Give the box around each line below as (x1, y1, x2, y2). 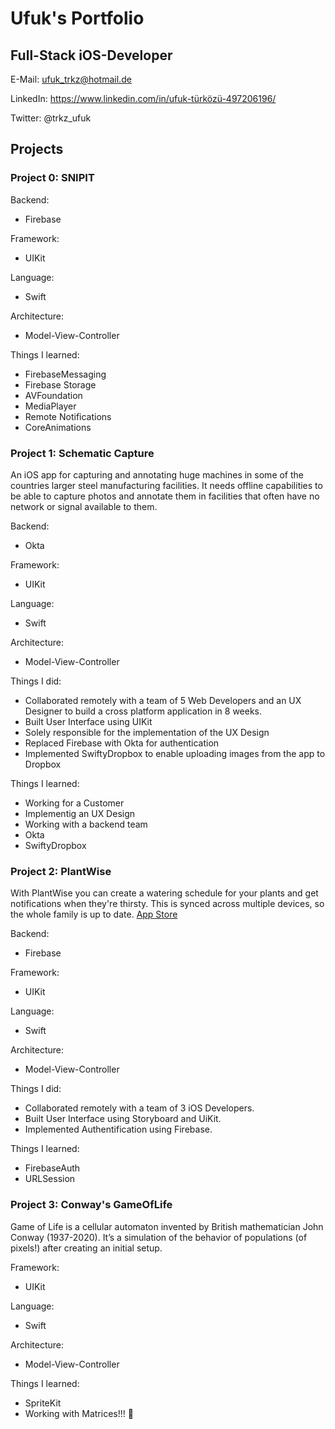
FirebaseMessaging (24, 368, 107, 380)
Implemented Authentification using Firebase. (24, 1123, 213, 1136)
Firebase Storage (24, 378, 97, 391)
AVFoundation (24, 389, 83, 401)
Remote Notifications (24, 410, 112, 422)
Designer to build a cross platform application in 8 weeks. (24, 705, 263, 717)
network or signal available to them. (10, 500, 158, 512)
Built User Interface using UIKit (24, 715, 153, 727)
